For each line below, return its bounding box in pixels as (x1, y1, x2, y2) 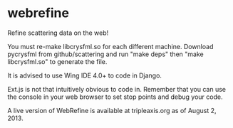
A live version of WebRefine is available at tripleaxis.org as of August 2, (7, 106, 217, 114)
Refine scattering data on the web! (7, 28, 109, 37)
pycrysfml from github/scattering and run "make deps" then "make (7, 50, 204, 58)
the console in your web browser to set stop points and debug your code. (7, 92, 223, 101)
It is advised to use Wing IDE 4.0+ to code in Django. (7, 71, 162, 80)
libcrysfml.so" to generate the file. (7, 57, 108, 65)
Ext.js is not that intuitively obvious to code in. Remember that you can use (7, 85, 227, 93)
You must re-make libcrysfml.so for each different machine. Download (7, 42, 214, 50)
